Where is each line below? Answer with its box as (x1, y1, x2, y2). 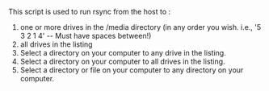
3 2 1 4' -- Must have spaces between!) (19, 31, 152, 40)
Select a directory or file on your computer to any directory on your (19, 65, 244, 75)
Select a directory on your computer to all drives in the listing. (19, 56, 225, 66)
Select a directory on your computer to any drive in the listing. (19, 48, 226, 57)
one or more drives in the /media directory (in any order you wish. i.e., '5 (19, 23, 262, 31)
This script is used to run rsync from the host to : (8, 7, 171, 16)
